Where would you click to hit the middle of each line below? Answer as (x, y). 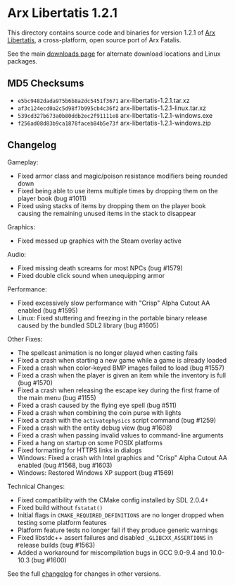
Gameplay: (23, 162)
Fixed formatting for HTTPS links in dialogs (80, 450)
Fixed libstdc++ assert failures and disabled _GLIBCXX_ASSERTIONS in (115, 537)
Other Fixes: (25, 339)
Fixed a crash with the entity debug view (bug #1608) (95, 428)
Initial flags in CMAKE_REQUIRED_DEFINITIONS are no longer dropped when (121, 515)
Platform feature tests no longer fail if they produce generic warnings (118, 530)
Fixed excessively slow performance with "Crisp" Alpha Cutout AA (114, 303)
